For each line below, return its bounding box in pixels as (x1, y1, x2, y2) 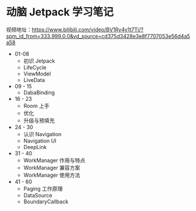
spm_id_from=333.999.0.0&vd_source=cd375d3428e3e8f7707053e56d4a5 (6, 32, 190, 39)
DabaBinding (23, 89, 55, 96)
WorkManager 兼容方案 (23, 164, 81, 171)
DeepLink (23, 143, 47, 150)
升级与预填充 (23, 117, 55, 124)
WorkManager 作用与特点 (23, 157, 85, 164)
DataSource (23, 192, 52, 199)
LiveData (23, 76, 45, 83)
